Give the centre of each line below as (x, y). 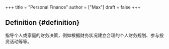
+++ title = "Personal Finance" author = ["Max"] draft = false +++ (73, 7)
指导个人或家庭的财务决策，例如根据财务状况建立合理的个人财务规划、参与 (82, 35)
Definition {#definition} (43, 23)
